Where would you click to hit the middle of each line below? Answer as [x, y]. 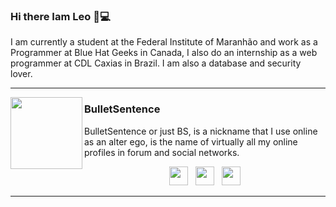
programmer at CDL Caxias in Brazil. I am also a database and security [156, 63]
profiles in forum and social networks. [162, 152]
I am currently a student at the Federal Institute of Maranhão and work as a [164, 42]
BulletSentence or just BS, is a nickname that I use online [201, 131]
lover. [21, 74]
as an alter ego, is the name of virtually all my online [191, 141]
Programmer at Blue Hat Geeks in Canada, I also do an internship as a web [164, 53]
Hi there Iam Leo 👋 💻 [60, 16]
